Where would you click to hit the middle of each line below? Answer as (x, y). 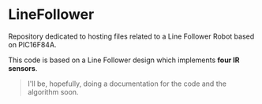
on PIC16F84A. (32, 44)
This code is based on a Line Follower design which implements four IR (124, 60)
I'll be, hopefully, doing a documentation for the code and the (127, 84)
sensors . (23, 68)
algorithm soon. (53, 91)
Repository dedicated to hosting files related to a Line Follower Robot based (131, 36)
